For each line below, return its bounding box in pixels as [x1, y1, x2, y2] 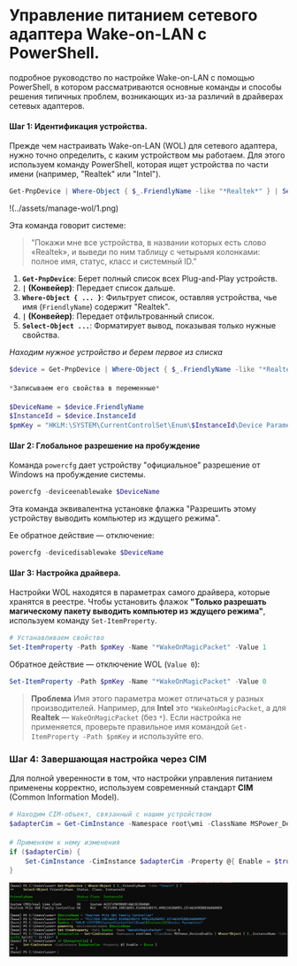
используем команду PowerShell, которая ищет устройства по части [9, 159, 270, 170]
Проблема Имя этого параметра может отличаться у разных [30, 692, 264, 704]
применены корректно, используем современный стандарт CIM [9, 783, 254, 793]
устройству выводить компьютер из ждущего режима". [9, 513, 221, 523]
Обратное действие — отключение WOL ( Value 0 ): [9, 659, 201, 669]
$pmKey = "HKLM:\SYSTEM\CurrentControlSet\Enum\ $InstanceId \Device [9, 421, 263, 430]
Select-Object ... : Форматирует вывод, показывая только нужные [21, 321, 277, 331]
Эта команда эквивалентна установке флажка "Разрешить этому [9, 504, 256, 514]
